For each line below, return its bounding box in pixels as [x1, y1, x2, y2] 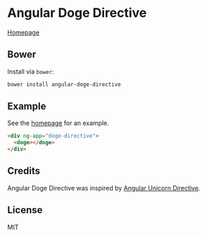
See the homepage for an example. [7, 119, 109, 127]
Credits [7, 165, 41, 177]
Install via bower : [7, 67, 54, 75]
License [7, 204, 43, 216]
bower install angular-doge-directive [7, 81, 121, 88]
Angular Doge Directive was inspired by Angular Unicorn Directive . [7, 184, 201, 192]
